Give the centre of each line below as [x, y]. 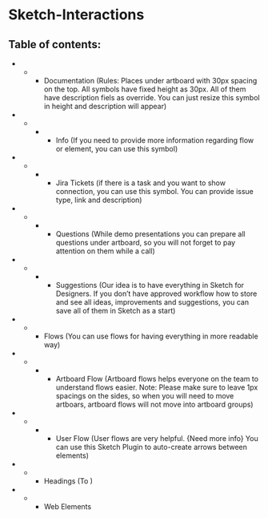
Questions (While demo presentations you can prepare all [150, 234]
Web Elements [68, 506]
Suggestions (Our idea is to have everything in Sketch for [150, 285]
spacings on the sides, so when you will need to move [145, 396]
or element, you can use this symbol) [117, 149]
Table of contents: [55, 45]
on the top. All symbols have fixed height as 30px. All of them [145, 89]
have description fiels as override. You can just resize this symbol [152, 97]
